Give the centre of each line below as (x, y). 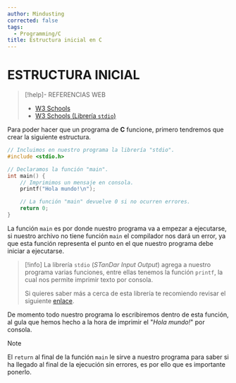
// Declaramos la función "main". (58, 169)
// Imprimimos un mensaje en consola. (77, 182)
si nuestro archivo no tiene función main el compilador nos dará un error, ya (117, 236)
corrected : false (33, 20)
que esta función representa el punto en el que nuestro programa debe (110, 243)
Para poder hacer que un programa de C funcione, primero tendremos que (116, 130)
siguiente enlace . (49, 300)
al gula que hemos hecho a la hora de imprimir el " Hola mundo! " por (106, 322)
